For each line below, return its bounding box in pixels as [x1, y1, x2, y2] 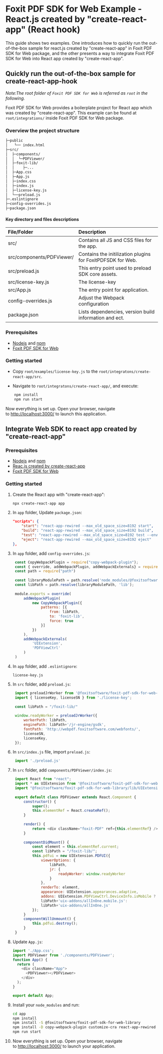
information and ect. [78, 315, 124, 321]
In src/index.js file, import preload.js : [12, 749, 90, 755]
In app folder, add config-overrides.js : [12, 550, 90, 556]
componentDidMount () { [23, 840, 69, 845]
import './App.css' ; [12, 948, 54, 953]
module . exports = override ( [15, 591, 72, 596]
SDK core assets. [78, 271, 118, 278]
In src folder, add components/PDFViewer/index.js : [12, 767, 112, 773]
